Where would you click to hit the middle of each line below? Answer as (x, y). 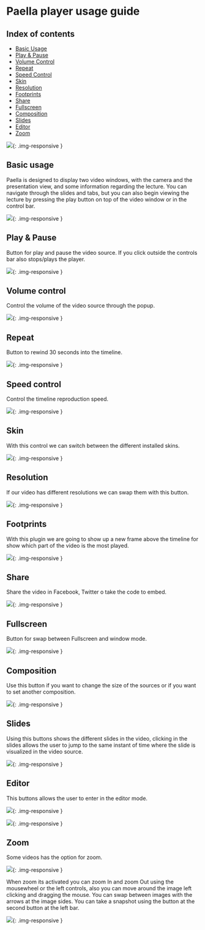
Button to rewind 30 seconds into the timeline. (64, 352)
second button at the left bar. (43, 908)
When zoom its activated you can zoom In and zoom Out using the (90, 882)
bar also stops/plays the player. (46, 259)
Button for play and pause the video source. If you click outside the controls (102, 252)
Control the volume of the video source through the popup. (80, 306)
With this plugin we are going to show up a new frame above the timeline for (102, 539)
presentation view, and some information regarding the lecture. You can (97, 186)
